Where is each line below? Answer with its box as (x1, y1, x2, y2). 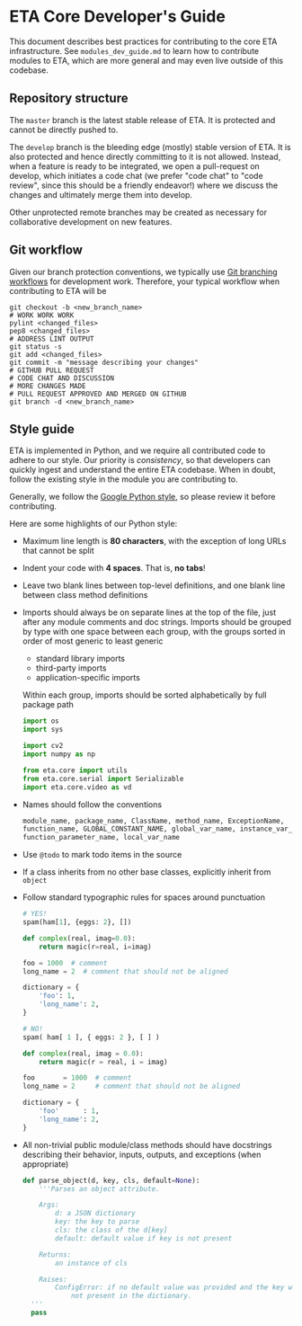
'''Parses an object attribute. (39, 1184, 160, 1193)
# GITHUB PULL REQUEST (9, 366, 94, 375)
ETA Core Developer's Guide (9, 6, 226, 27)
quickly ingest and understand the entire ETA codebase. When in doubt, (9, 465, 276, 476)
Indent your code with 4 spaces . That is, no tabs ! (22, 563, 206, 574)
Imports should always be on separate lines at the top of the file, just (22, 607, 277, 618)
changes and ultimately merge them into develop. (9, 189, 193, 200)
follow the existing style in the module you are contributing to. (9, 474, 238, 485)
